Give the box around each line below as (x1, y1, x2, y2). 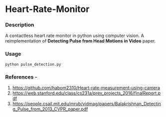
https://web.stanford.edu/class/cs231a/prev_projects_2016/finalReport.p (12, 90, 161, 96)
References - (5, 73, 37, 80)
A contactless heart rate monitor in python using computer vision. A (5, 32, 145, 38)
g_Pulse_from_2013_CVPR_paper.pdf (12, 106, 88, 112)
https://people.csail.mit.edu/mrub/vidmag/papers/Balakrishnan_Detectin (12, 101, 161, 107)
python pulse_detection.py (5, 61, 61, 67)
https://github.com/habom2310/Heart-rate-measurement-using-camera (12, 85, 161, 91)
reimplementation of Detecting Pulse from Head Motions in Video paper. (5, 38, 156, 44)
